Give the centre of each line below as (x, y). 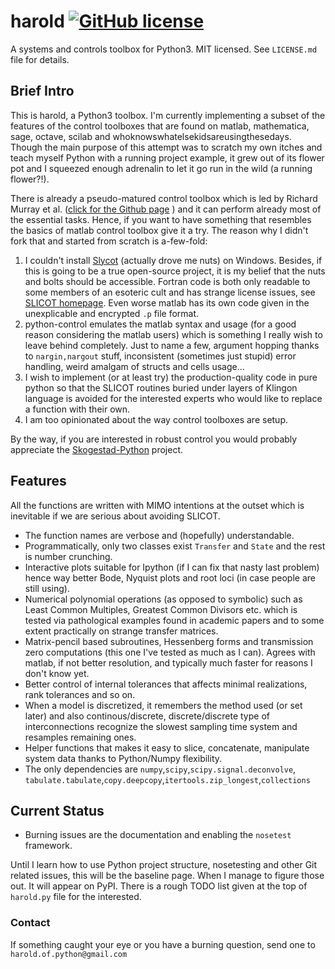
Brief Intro (42, 91)
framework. (48, 846)
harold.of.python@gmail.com (69, 954)
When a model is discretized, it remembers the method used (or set (163, 705)
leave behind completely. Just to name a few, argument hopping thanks (172, 345)
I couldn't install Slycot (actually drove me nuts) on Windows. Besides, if (173, 260)
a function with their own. (77, 409)
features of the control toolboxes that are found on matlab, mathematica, (160, 126)
